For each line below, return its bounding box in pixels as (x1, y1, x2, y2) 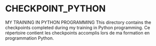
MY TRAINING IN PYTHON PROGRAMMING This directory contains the (5, 19, 151, 25)
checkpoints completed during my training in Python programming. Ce (5, 24, 150, 30)
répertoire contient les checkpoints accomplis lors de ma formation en (5, 30, 150, 36)
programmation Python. (5, 35, 54, 41)
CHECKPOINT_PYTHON (5, 3, 106, 14)
